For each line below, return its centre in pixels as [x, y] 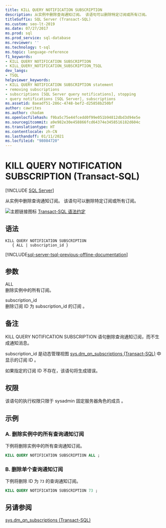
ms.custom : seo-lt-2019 [30, 24]
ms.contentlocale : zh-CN [31, 131]
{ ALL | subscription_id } [40, 245]
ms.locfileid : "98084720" [32, 141]
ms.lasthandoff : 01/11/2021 [35, 136]
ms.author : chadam [24, 113]
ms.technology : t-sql [28, 47]
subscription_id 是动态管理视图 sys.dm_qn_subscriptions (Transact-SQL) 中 [83, 353]
